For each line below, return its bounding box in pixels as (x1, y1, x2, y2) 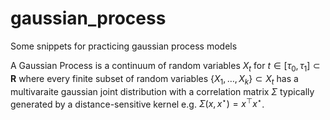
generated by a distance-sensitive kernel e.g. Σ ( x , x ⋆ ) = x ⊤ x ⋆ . (10, 96, 265, 110)
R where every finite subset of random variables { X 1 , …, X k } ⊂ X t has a (10, 72, 299, 87)
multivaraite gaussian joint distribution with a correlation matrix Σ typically (10, 85, 315, 97)
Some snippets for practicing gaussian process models (10, 40, 238, 52)
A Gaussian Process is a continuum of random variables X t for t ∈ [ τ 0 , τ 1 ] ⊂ (10, 59, 321, 74)
